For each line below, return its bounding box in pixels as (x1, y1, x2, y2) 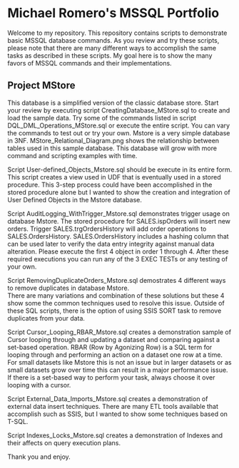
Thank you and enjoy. (7, 452, 71, 461)
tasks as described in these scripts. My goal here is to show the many (7, 51, 213, 60)
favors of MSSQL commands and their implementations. (7, 58, 173, 67)
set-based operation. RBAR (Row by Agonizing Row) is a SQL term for (7, 343, 213, 351)
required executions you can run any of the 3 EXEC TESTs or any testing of (7, 254, 228, 263)
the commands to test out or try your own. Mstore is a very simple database (7, 128, 230, 137)
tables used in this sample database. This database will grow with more (7, 144, 218, 152)
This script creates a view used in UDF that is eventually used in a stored (7, 172, 221, 181)
